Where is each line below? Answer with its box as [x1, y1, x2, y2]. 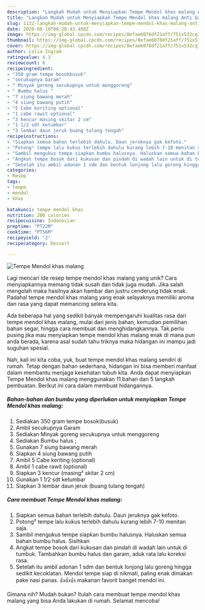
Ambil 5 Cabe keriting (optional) [15, 456, 96, 463]
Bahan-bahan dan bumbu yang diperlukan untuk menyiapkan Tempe [7, 396, 186, 403]
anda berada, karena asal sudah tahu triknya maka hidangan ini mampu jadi [7, 338, 196, 345]
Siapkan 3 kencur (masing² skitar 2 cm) [15, 469, 115, 476]
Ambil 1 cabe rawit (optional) [15, 463, 88, 470]
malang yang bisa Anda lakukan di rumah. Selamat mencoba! [7, 597, 160, 604]
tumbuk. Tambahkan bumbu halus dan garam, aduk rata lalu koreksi [15, 550, 186, 557]
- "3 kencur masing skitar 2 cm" [7, 116, 92, 122]
